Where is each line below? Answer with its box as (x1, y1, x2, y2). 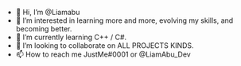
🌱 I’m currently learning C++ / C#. (15, 32, 127, 42)
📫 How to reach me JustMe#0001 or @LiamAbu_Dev (15, 49, 191, 59)
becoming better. (15, 24, 72, 33)
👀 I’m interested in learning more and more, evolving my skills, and (15, 16, 234, 25)
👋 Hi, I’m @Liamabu (15, 8, 80, 16)
